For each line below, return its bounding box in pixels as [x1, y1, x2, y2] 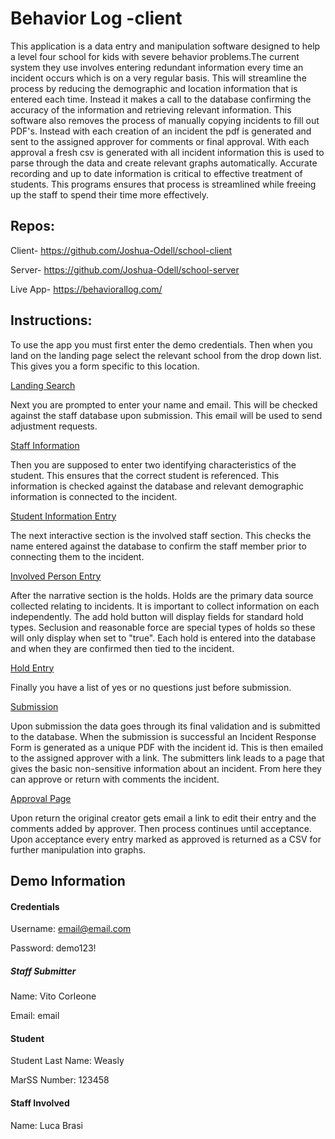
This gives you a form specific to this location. [10, 360, 200, 372]
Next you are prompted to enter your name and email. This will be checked [10, 398, 318, 411]
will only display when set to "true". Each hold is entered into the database [10, 632, 317, 644]
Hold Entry [10, 662, 55, 674]
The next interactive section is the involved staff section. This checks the [10, 529, 312, 541]
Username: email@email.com [10, 923, 132, 935]
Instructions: [10, 312, 93, 329]
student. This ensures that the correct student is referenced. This [10, 469, 280, 481]
